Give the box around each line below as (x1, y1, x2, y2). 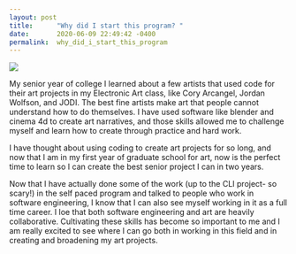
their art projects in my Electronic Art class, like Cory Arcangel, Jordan (9, 88, 265, 98)
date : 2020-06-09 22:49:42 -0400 (9, 29, 156, 38)
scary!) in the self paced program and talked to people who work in (9, 188, 254, 199)
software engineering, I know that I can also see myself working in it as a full (9, 197, 287, 208)
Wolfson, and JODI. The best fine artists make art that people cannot (9, 97, 259, 108)
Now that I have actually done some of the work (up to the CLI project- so (9, 179, 277, 189)
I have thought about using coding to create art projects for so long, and (9, 142, 271, 153)
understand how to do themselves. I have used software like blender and (9, 107, 274, 118)
